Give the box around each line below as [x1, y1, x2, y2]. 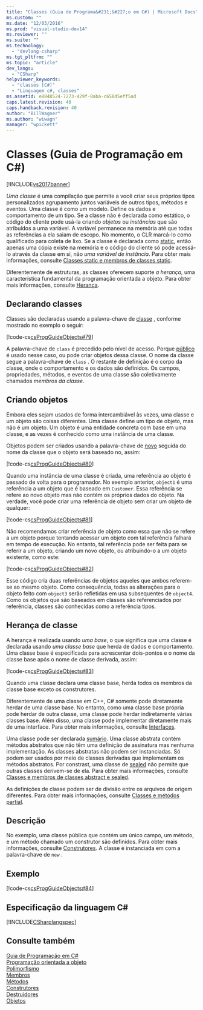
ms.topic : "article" [6, 59, 59, 65]
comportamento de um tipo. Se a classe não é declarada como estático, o [6, 212, 190, 219]
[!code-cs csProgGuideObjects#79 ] [6, 333, 94, 340]
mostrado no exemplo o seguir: [6, 321, 84, 329]
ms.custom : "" [6, 15, 42, 21]
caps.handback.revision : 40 [6, 104, 77, 111]
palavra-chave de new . [6, 851, 63, 858]
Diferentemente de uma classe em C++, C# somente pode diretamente [6, 697, 183, 704]
